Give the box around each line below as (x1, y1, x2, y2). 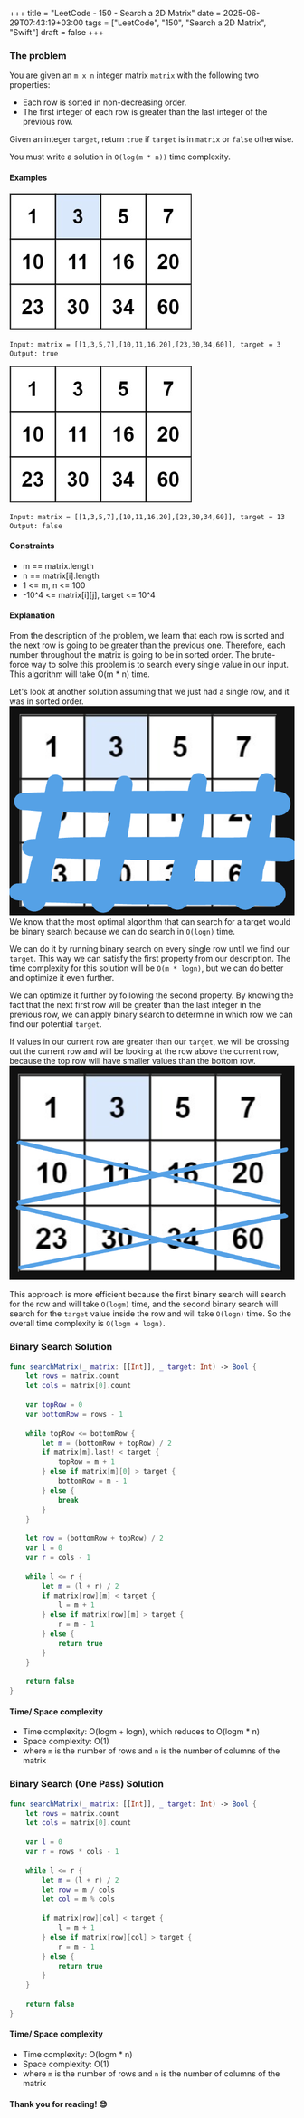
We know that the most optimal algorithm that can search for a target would (9, 916, 291, 926)
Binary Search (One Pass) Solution (9, 1778, 165, 1790)
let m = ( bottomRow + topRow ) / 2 (42, 1439, 172, 1448)
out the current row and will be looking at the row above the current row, (9, 1045, 279, 1057)
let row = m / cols (42, 1885, 116, 1895)
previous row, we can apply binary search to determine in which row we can (9, 1009, 294, 1020)
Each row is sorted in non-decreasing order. (22, 97, 187, 108)
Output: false (9, 521, 63, 530)
